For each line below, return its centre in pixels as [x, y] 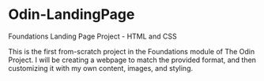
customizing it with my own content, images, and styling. [101, 68]
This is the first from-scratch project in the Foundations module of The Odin [132, 51]
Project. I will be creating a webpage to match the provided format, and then [132, 60]
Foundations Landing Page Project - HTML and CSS [92, 36]
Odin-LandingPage [72, 15]
